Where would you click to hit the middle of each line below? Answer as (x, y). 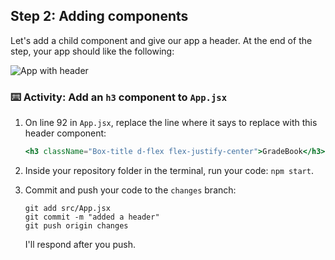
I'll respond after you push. (80, 244)
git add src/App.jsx (67, 208)
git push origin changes (76, 225)
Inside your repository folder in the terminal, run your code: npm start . (169, 170)
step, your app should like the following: (92, 51)
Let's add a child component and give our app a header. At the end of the (161, 40)
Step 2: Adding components (99, 16)
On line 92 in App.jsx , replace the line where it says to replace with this (171, 123)
